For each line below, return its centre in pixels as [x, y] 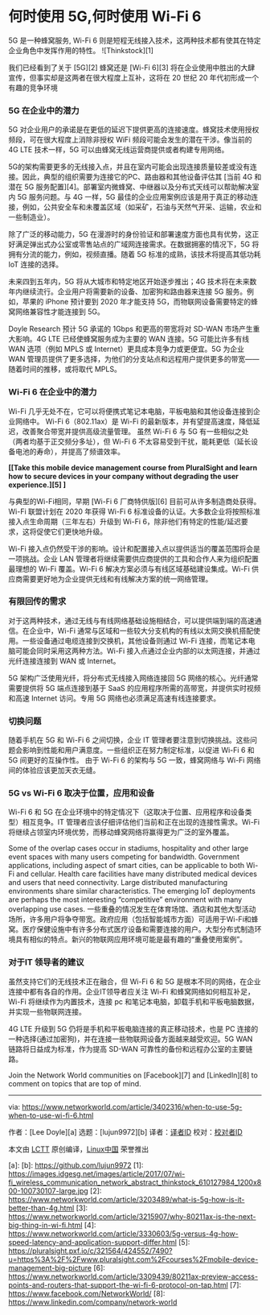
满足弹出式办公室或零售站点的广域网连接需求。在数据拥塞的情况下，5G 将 [137, 244]
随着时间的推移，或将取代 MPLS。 [65, 369]
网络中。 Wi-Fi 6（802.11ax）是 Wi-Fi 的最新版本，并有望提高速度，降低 [134, 421]
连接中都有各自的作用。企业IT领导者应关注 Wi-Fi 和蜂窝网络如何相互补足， [131, 991]
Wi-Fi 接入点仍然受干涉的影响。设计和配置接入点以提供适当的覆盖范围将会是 [135, 548]
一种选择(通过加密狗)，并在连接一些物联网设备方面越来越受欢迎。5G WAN [131, 1039]
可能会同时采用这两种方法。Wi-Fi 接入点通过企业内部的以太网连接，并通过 [138, 651]
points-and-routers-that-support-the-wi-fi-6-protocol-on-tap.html [119, 1284]
